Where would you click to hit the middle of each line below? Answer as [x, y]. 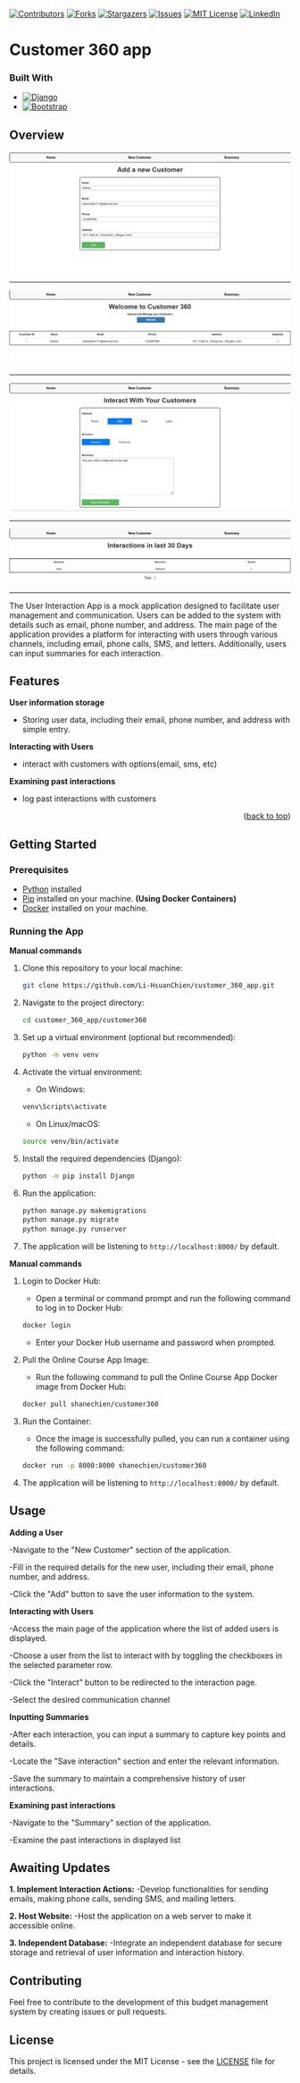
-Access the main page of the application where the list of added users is [144, 1629]
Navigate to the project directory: [83, 1003]
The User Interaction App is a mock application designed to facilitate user [144, 605]
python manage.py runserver [74, 1230]
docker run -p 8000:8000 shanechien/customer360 [114, 1465]
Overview [37, 135]
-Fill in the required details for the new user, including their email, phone [142, 1567]
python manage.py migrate [70, 1220]
